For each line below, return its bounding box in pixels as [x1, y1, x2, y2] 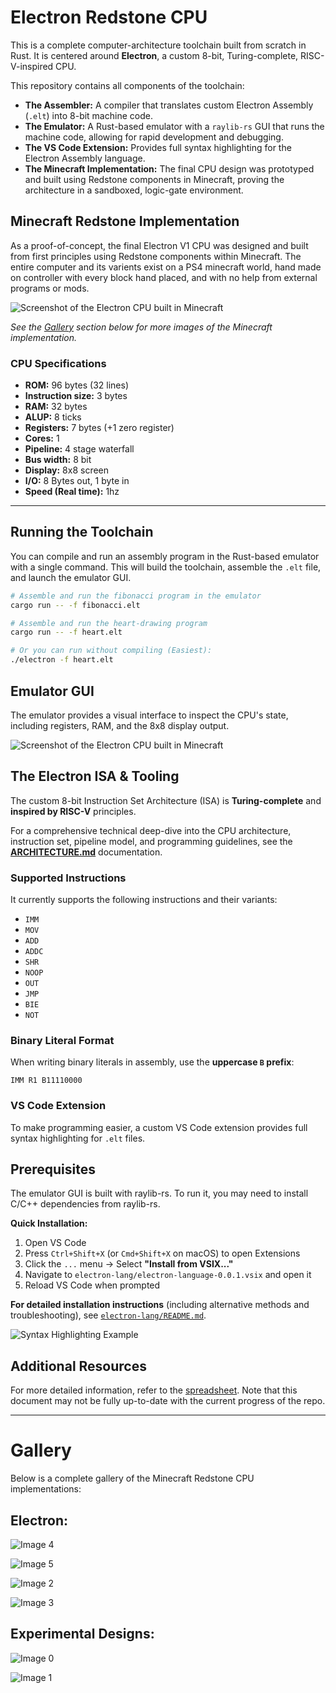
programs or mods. [10, 282, 90, 294]
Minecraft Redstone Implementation [10, 213, 240, 230]
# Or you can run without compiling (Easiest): [10, 646, 213, 656]
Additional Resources [10, 1357, 147, 1375]
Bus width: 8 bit [24, 454, 92, 466]
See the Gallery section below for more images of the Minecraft [10, 321, 273, 333]
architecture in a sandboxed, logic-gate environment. [24, 184, 244, 196]
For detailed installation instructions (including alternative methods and [10, 1299, 310, 1311]
